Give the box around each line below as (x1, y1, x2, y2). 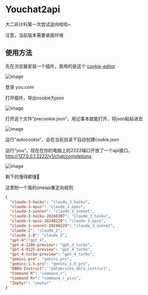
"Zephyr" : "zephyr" (10, 280, 52, 285)
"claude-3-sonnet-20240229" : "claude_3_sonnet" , (10, 223, 115, 228)
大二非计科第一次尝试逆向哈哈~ (5, 21, 71, 27)
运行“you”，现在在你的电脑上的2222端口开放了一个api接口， (5, 147, 133, 153)
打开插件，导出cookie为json (5, 95, 64, 101)
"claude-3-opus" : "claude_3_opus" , (10, 204, 86, 209)
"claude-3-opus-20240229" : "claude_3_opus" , (10, 219, 106, 224)
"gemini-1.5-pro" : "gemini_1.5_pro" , (10, 261, 90, 266)
